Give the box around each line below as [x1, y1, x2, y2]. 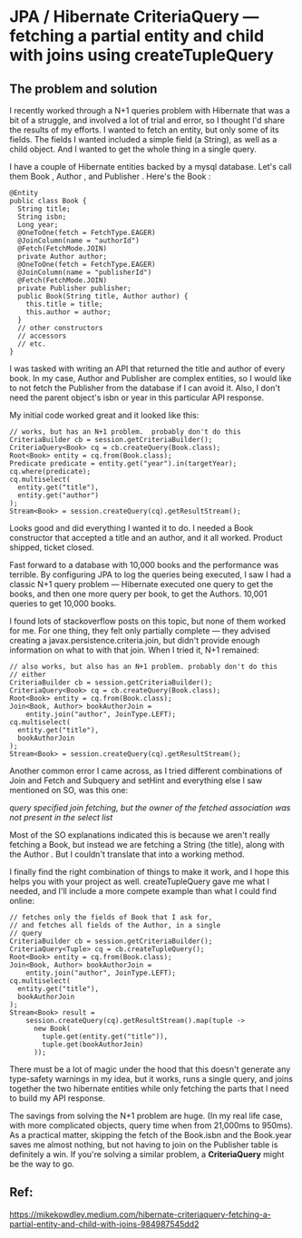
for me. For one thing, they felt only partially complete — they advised [9, 625, 270, 636]
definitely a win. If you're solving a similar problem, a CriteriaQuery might [9, 1149, 285, 1159]
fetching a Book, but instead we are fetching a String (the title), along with [9, 840, 286, 850]
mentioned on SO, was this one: [9, 785, 129, 795]
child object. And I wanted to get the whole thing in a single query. [9, 143, 257, 154]
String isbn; [17, 212, 67, 221]
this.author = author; [25, 308, 112, 317]
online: [9, 896, 34, 906]
